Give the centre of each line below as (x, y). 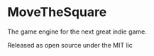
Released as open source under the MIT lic (70, 45)
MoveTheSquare (57, 12)
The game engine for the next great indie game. (77, 31)
